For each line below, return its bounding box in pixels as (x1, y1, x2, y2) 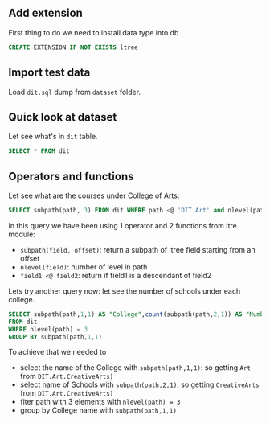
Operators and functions (8, 169, 134, 183)
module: (8, 229, 36, 239)
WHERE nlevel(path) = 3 (8, 325, 88, 333)
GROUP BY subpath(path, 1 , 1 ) (8, 333, 103, 341)
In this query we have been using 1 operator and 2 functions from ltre (8, 220, 237, 230)
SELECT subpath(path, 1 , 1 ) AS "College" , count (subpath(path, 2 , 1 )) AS (8, 310, 243, 318)
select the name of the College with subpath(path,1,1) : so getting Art (19, 363, 252, 372)
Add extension (8, 6, 83, 20)
